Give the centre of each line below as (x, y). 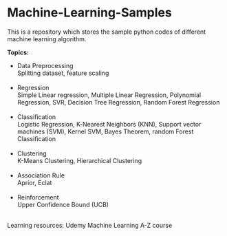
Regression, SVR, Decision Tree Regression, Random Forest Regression (118, 102)
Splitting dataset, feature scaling (63, 73)
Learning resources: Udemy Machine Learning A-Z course (90, 225)
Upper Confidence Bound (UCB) (63, 204)
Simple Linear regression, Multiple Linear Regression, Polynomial (109, 95)
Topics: (18, 52)
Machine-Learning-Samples (89, 13)
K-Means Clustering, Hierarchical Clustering (79, 160)
